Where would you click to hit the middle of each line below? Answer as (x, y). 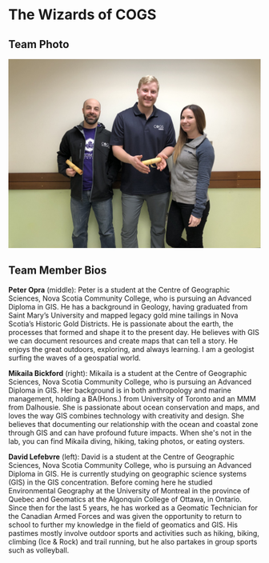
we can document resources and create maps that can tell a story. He (123, 341)
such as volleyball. (39, 550)
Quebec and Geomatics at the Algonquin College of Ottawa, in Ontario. (125, 499)
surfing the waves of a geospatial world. (75, 357)
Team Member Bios (58, 271)
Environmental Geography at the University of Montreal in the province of (129, 490)
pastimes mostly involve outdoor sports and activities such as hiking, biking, (134, 533)
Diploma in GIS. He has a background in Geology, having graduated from (128, 306)
